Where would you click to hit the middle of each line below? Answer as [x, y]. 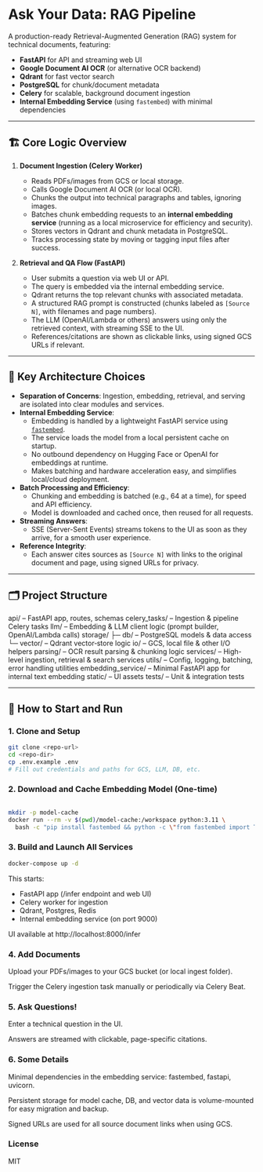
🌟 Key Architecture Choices [77, 377]
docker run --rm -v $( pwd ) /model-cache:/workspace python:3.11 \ [117, 820]
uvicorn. [22, 1085]
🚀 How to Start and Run [65, 708]
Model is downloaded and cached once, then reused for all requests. [142, 513]
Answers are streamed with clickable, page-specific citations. [108, 1039]
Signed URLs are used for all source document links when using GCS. [121, 1123]
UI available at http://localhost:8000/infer [74, 934]
